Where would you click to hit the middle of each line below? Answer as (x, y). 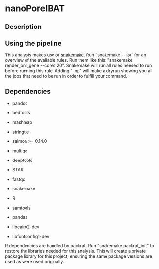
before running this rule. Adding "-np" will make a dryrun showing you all (79, 71)
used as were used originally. (35, 262)
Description (23, 27)
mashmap (22, 122)
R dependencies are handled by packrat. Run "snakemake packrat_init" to (80, 246)
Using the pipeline (34, 43)
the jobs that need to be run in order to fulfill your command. (66, 76)
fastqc (19, 179)
